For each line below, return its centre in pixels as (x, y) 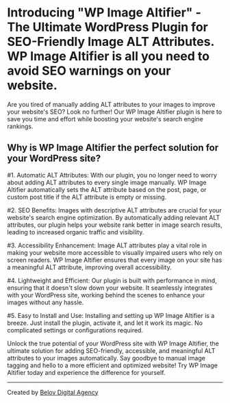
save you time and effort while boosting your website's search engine (105, 119)
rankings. (20, 126)
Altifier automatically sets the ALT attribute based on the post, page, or (107, 189)
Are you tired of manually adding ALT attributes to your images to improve (111, 104)
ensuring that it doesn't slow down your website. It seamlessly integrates (110, 288)
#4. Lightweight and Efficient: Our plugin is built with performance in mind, (112, 280)
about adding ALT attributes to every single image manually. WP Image (107, 182)
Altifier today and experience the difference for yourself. (86, 372)
